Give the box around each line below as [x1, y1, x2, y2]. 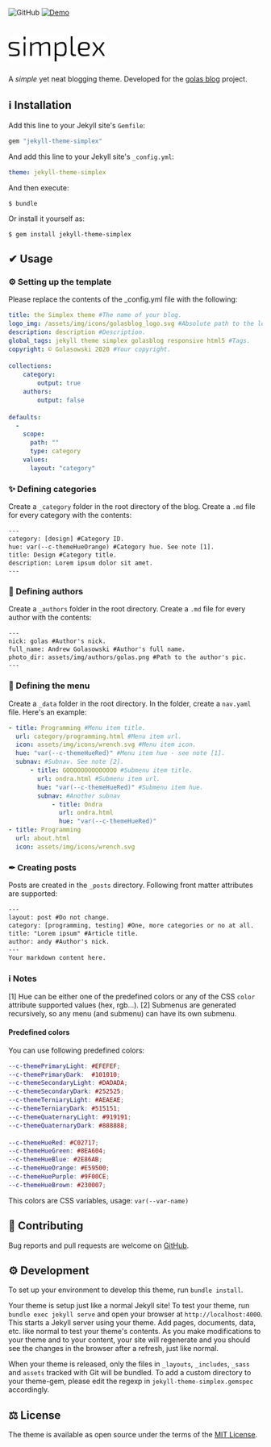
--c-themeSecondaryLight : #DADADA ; [8, 1079, 128, 1087]
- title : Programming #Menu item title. [8, 723, 147, 732]
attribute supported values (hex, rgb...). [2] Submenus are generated [8, 1000, 236, 1010]
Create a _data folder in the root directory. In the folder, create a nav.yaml [8, 698, 252, 708]
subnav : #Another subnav [37, 791, 121, 800]
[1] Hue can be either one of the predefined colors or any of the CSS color [8, 992, 256, 1002]
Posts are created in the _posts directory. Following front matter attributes [8, 880, 254, 890]
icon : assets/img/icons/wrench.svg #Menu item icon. [15, 740, 197, 749]
